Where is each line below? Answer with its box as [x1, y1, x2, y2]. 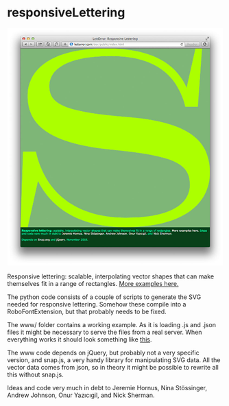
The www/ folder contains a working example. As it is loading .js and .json [7, 320, 216, 329]
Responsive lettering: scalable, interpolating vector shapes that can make [7, 272, 215, 280]
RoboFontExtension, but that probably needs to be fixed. [7, 307, 167, 315]
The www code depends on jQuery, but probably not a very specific [7, 348, 200, 357]
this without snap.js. [7, 370, 64, 379]
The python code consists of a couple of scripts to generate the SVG [7, 293, 202, 301]
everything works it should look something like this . [7, 335, 152, 344]
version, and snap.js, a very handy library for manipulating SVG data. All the [7, 355, 221, 364]
